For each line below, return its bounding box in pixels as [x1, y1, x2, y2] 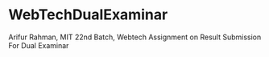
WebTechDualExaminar [8, 6, 168, 24]
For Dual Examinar [8, 40, 69, 50]
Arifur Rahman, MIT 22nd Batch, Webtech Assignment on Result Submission [8, 32, 262, 42]
